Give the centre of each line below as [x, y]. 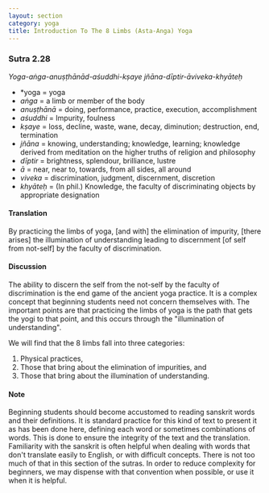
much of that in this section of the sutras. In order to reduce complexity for [132, 463]
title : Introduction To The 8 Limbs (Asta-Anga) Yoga [101, 31]
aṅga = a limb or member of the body [82, 101]
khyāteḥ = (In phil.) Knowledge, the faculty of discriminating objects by [138, 186]
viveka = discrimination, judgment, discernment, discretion [118, 177]
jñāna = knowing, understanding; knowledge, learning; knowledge [130, 143]
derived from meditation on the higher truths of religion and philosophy [138, 152]
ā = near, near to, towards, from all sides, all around [106, 169]
